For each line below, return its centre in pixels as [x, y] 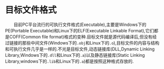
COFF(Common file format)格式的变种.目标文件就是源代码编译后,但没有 [81, 37]
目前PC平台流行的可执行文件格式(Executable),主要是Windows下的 [80, 24]
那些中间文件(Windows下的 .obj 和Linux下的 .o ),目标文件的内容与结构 [91, 43]
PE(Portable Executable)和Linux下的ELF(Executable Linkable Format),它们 [80, 30]
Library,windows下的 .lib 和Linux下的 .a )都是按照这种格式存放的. [70, 61]
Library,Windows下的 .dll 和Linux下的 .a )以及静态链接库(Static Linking [75, 55]
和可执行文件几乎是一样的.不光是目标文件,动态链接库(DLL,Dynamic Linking [80, 49]
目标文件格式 [31, 10]
